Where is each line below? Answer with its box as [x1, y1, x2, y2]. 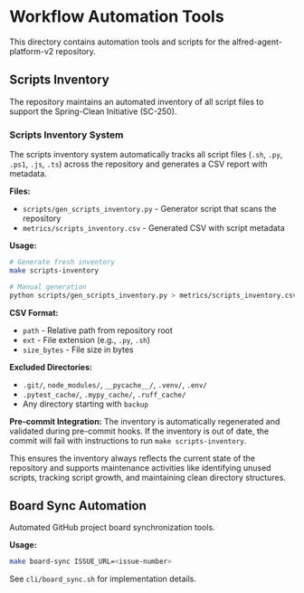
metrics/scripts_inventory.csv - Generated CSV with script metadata [22, 223, 285, 234]
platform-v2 [9, 45, 54, 56]
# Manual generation [9, 282, 88, 292]
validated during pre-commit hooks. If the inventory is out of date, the [9, 426, 270, 436]
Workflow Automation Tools [9, 6, 224, 27]
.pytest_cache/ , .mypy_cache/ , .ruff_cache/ [22, 388, 186, 399]
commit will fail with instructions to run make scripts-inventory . [9, 435, 247, 445]
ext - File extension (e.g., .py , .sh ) [22, 334, 151, 345]
